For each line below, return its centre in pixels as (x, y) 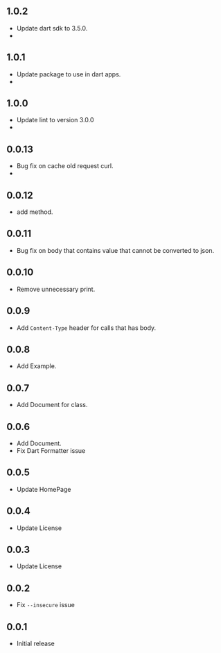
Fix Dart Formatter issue (51, 450)
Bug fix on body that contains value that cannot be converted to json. (115, 250)
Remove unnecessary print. (56, 289)
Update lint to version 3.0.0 (55, 120)
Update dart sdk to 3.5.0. (52, 28)
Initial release (35, 643)
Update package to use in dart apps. (69, 74)
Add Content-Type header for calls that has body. (86, 328)
